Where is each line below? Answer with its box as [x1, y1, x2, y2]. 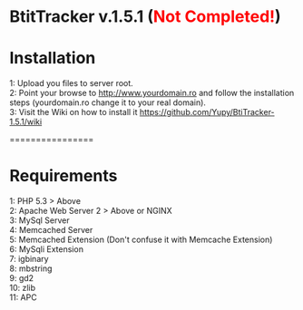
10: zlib [9, 283, 36, 294]
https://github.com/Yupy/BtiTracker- [139, 107, 275, 118]
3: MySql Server [9, 215, 70, 226]
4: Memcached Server [9, 225, 93, 236]
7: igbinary [9, 254, 49, 265]
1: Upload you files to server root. [9, 78, 133, 89]
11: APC [9, 292, 38, 303]
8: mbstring [9, 263, 53, 274]
